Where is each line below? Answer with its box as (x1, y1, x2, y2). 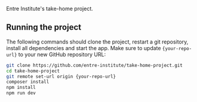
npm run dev (6, 90, 36, 96)
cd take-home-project (6, 68, 60, 74)
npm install (6, 85, 36, 91)
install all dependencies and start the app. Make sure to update (6, 44, 161, 51)
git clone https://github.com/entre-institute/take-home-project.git (6, 62, 183, 68)
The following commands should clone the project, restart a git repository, (6, 38, 189, 45)
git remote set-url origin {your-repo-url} (6, 73, 116, 79)
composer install (6, 79, 50, 85)
